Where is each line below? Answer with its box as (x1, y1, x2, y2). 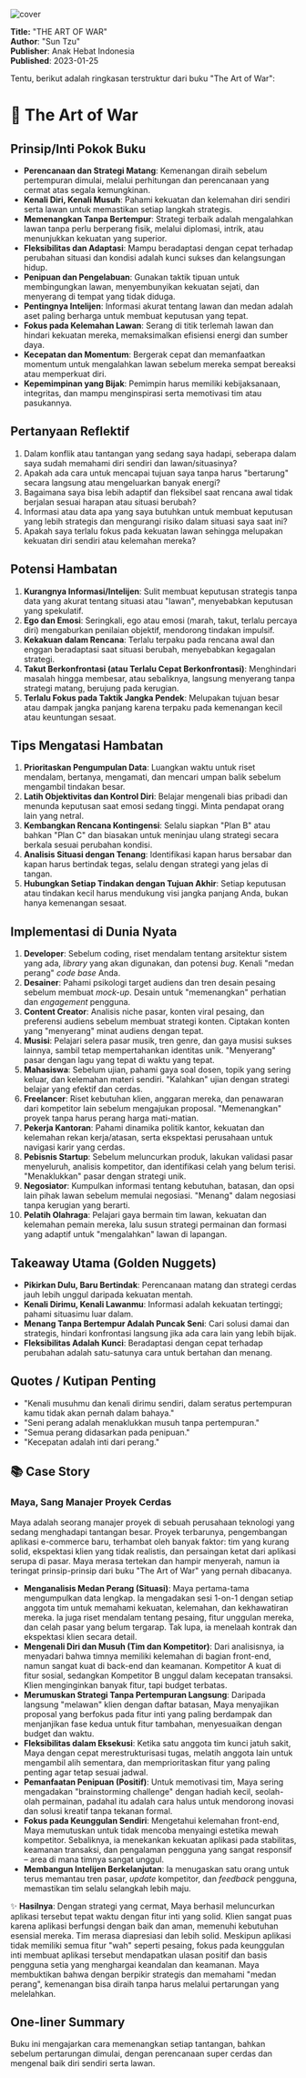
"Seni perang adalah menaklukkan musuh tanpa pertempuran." (23, 1417, 260, 1428)
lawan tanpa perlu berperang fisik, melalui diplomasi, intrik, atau (23, 223, 264, 234)
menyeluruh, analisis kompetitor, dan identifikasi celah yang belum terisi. (23, 1162, 297, 1172)
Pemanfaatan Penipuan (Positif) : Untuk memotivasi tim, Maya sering (23, 1776, 284, 1787)
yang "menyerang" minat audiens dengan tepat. (23, 1026, 204, 1037)
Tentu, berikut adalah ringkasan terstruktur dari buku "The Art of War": (10, 73, 276, 84)
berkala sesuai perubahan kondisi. (23, 839, 153, 851)
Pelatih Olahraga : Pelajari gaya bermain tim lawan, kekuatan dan (23, 1210, 267, 1221)
